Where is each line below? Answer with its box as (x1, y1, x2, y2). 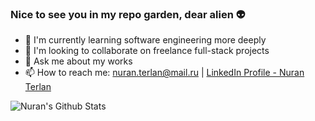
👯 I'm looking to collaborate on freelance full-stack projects (24, 45, 270, 57)
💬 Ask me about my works (24, 55, 133, 67)
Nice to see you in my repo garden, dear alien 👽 (10, 7, 246, 21)
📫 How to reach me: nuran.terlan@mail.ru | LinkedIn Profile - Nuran (24, 67, 305, 79)
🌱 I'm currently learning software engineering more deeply (24, 34, 267, 46)
